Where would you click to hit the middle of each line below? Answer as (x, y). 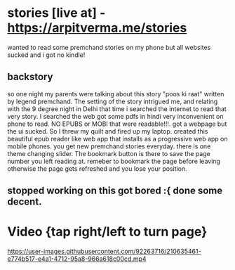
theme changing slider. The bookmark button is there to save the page (109, 153)
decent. (25, 202)
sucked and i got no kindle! (46, 55)
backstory (30, 77)
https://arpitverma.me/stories (97, 28)
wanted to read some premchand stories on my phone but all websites (109, 47)
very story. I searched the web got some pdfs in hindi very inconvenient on (115, 116)
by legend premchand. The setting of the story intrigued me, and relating (113, 101)
